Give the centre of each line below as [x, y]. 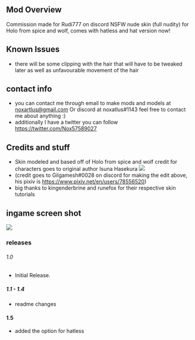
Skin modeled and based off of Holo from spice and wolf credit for [96, 162]
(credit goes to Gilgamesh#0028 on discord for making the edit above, [101, 175]
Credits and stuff [38, 147]
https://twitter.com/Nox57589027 [56, 128]
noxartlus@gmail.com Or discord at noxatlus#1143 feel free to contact [100, 109]
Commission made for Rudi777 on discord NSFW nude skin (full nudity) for [97, 24]
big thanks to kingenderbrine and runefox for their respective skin [95, 188]
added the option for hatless [49, 331]
